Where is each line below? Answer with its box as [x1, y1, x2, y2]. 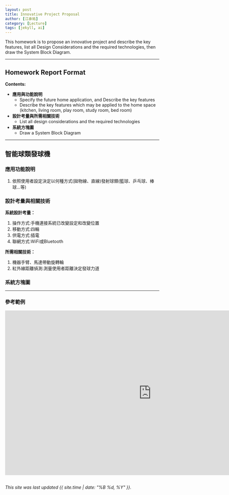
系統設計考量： [5, 209, 35, 215]
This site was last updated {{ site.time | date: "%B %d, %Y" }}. [5, 484, 132, 490]
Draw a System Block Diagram [19, 130, 81, 135]
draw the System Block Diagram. [5, 50, 71, 55]
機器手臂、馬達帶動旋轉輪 [12, 259, 64, 265]
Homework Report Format [5, 68, 86, 77]
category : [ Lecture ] [5, 21, 47, 26]
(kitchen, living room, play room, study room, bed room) [19, 107, 132, 113]
